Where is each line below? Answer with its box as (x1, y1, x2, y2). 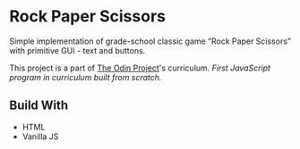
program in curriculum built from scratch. (9, 71, 162, 82)
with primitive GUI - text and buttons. (9, 45, 146, 55)
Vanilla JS (21, 131, 59, 142)
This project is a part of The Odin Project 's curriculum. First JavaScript (9, 62, 271, 73)
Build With (9, 98, 69, 113)
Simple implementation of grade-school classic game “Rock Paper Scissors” (9, 36, 291, 46)
